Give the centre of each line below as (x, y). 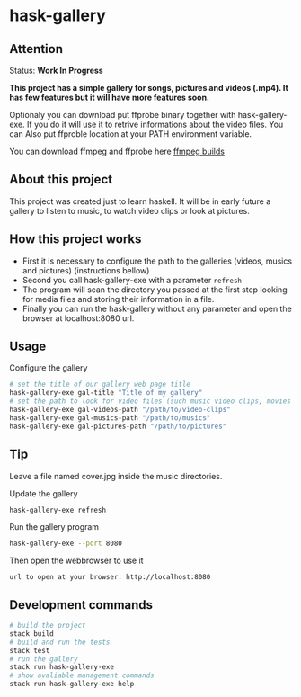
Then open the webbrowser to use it (76, 561)
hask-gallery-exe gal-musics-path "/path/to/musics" (110, 418)
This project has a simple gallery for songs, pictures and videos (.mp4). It (149, 88)
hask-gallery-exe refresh (58, 510)
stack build (31, 634)
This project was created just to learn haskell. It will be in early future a (140, 201)
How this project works (75, 239)
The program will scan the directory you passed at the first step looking (155, 290)
